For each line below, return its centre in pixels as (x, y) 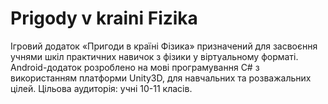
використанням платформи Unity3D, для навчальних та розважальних (161, 78)
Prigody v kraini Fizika (104, 18)
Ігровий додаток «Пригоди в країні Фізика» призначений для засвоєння (164, 46)
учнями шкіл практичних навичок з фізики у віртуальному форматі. (154, 56)
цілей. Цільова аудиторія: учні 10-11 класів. (101, 88)
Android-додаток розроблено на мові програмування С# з (135, 67)
